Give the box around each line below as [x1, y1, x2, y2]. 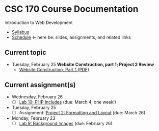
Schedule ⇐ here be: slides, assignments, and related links [11, 34, 131, 40]
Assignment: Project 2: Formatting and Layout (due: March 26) [19, 109, 146, 115]
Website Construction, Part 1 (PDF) [19, 66, 89, 72]
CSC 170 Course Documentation [4, 3, 138, 15]
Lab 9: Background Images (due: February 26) [19, 120, 113, 126]
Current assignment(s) [4, 81, 76, 89]
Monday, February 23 [11, 115, 55, 121]
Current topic [4, 48, 47, 57]
